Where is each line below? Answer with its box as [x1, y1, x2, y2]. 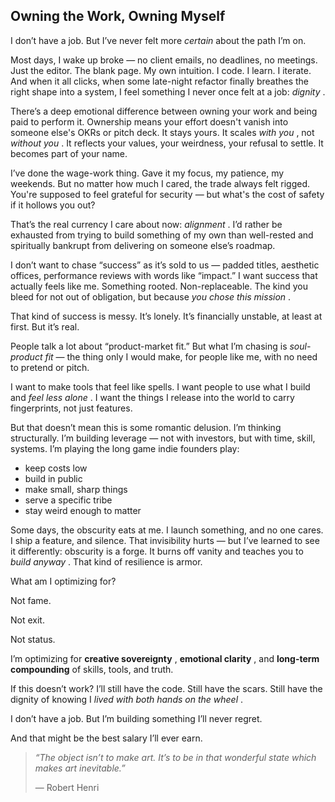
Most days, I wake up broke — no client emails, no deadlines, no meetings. [10, 54, 318, 66]
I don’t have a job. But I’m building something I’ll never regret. [10, 712, 263, 724]
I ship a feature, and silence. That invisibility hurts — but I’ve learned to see [10, 534, 320, 546]
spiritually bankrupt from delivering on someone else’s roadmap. [10, 239, 276, 251]
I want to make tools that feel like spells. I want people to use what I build [10, 380, 311, 393]
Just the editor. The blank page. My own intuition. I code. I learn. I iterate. [10, 64, 312, 76]
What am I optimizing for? [10, 575, 117, 587]
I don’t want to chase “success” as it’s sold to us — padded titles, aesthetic [10, 259, 320, 271]
